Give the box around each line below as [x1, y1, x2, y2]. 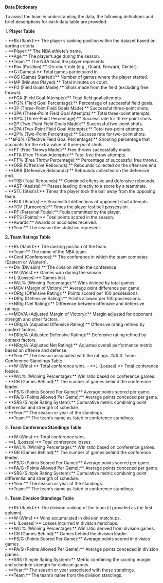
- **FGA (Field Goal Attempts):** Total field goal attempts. [5, 95, 123, 101]
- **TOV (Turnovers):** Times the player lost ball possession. [5, 204, 129, 210]
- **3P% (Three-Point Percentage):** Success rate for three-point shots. [5, 116, 152, 121]
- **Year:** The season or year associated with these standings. [5, 567, 135, 573]
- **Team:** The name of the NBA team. [5, 249, 87, 255]
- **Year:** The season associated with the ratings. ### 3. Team [5, 353, 136, 358]
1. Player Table [5, 28, 35, 34]
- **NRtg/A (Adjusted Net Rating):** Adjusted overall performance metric [5, 342, 153, 348]
